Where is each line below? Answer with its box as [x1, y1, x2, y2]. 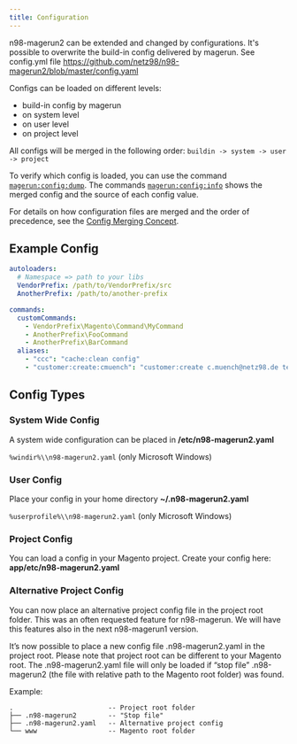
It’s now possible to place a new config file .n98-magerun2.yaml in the [9, 640, 265, 651]
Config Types [9, 387, 86, 403]
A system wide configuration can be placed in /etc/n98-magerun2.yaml [9, 434, 274, 445]
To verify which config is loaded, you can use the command [9, 170, 227, 181]
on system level [21, 109, 80, 120]
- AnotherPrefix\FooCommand [25, 329, 128, 339]
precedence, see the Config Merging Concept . [9, 215, 179, 226]
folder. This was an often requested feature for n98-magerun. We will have [9, 614, 281, 624]
